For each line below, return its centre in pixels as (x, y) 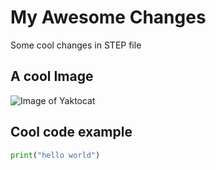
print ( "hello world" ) (55, 155)
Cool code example (71, 132)
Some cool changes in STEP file (76, 45)
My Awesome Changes (108, 17)
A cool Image (52, 76)
